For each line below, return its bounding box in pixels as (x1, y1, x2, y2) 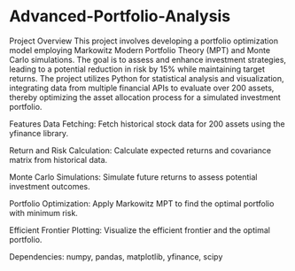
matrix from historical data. (9, 154, 108, 165)
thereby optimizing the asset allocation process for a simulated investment (9, 91, 281, 103)
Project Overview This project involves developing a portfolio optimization (9, 35, 279, 46)
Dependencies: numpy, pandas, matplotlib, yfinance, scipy (9, 251, 223, 262)
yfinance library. (9, 128, 69, 138)
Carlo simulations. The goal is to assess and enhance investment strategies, (9, 54, 286, 65)
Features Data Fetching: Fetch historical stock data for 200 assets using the (9, 118, 285, 129)
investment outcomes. (9, 181, 90, 191)
